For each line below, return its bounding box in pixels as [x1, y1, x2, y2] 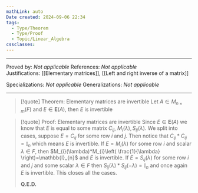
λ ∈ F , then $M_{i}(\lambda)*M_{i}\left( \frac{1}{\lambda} [20, 148, 160, 155]
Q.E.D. [20, 181, 37, 188]
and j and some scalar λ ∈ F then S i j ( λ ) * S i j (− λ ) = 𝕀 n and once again [20, 162, 187, 170]
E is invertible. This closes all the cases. [20, 169, 117, 176]
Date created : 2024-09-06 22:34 [6, 14, 85, 20]
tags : [6, 19, 19, 25]
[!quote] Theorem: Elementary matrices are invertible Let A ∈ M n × [20, 98, 183, 106]
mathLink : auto [6, 8, 44, 15]
